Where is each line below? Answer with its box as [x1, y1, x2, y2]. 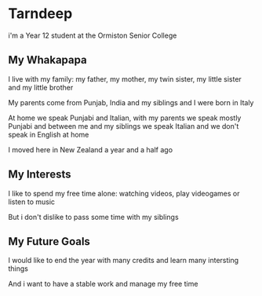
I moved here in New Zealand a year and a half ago [8, 144, 173, 154]
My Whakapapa [8, 53, 88, 67]
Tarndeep [8, 5, 73, 23]
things [8, 264, 29, 273]
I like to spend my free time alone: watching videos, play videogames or [8, 188, 241, 198]
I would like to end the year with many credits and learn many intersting [8, 256, 239, 265]
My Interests [8, 168, 71, 181]
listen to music [8, 197, 56, 206]
